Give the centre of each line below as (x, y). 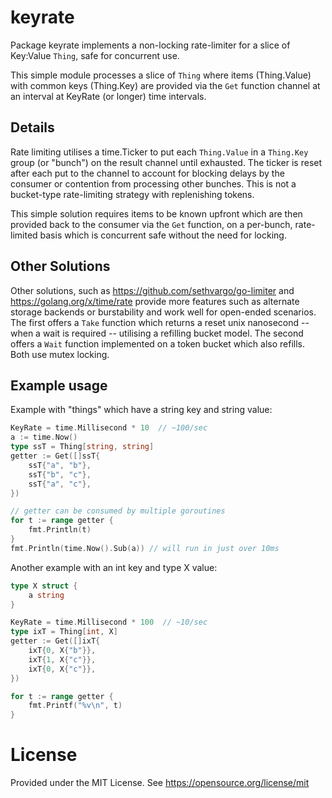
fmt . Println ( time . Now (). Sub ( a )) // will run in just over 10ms (145, 548)
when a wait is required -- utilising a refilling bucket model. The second (157, 333)
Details (32, 127)
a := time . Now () (44, 437)
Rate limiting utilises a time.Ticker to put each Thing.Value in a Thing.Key (159, 152)
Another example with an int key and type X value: (114, 567)
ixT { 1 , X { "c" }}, (62, 659)
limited (24, 235)
